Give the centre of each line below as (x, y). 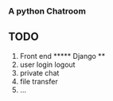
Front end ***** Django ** (62, 56)
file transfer (39, 81)
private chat (39, 72)
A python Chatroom (47, 11)
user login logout (47, 64)
